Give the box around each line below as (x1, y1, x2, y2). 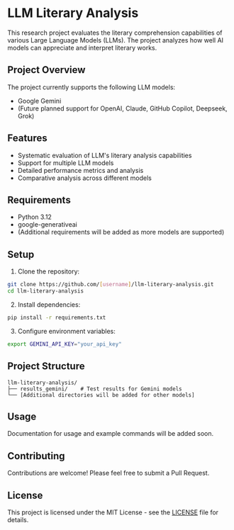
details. (7, 515, 29, 524)
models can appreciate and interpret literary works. (7, 43, 157, 52)
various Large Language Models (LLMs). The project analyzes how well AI (7, 35, 224, 44)
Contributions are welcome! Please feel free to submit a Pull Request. (7, 469, 210, 478)
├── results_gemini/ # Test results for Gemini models (7, 385, 182, 393)
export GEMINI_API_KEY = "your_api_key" (7, 340, 122, 348)
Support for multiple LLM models (17, 158, 114, 167)
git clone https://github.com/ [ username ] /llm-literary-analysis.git (7, 281, 214, 288)
